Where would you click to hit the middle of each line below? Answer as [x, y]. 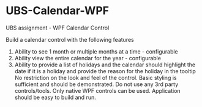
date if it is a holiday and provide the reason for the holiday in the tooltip [105, 71]
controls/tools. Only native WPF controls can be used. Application [98, 90]
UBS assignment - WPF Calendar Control [58, 28]
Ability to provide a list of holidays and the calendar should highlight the [105, 65]
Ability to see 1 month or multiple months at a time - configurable [96, 51]
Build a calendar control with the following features [70, 39]
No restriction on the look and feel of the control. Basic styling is [95, 77]
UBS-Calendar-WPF [58, 11]
